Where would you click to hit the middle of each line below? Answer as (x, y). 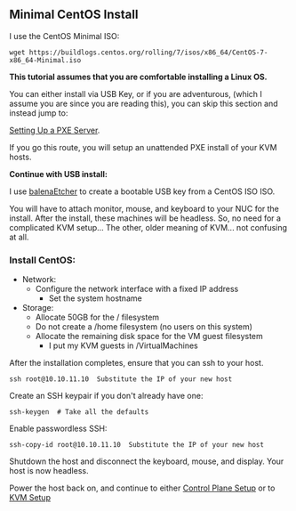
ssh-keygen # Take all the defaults (79, 412)
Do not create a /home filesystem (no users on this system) (144, 327)
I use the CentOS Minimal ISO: (64, 36)
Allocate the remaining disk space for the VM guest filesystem (149, 337)
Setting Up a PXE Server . (55, 130)
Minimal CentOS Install (74, 15)
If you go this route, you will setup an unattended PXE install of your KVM (143, 147)
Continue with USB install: (59, 174)
